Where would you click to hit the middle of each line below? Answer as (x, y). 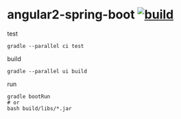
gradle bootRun (29, 96)
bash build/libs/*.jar (39, 108)
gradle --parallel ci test (46, 46)
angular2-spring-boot (71, 15)
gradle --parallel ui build (47, 71)
